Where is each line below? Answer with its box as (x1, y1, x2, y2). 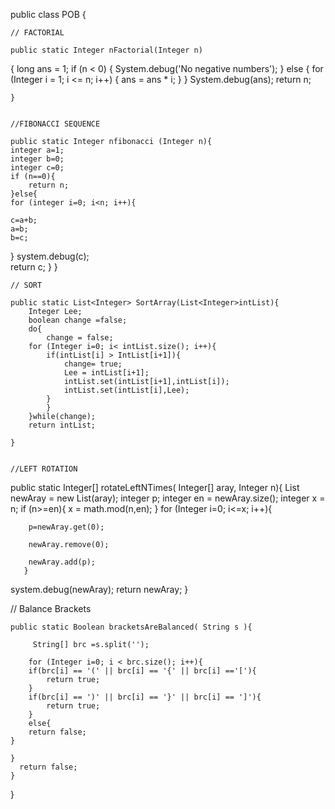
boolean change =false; (28, 315, 128, 325)
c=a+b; (10, 215, 38, 225)
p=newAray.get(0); (28, 522, 105, 532)
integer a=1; (10, 145, 65, 155)
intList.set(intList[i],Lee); (63, 385, 190, 395)
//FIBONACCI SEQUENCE (10, 119, 101, 129)
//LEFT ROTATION (10, 464, 78, 474)
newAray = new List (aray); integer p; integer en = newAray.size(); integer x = (10, 492, 326, 504)
